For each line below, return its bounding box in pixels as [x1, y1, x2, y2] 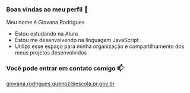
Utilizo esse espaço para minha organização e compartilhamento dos [14, 43, 185, 50]
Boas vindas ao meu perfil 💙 [6, 5, 88, 14]
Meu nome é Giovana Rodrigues [6, 19, 85, 26]
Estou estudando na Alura [14, 30, 78, 37]
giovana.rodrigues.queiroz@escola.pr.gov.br [6, 80, 115, 87]
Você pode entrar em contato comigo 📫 [6, 65, 123, 73]
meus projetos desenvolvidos [14, 49, 87, 56]
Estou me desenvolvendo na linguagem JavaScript [14, 37, 139, 44]
